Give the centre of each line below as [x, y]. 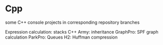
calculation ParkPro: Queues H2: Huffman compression [61, 37]
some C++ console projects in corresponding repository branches [72, 22]
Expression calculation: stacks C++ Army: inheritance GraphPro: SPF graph [82, 32]
